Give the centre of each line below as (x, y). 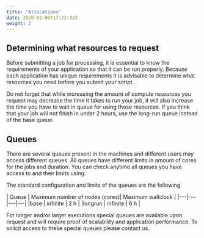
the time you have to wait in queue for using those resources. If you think (98, 107)
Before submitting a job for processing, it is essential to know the (88, 63)
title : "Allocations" (34, 12)
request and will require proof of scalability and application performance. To (102, 222)
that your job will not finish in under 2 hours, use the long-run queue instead (102, 114)
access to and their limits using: (46, 173)
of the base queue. (30, 120)
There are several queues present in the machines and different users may (100, 154)
